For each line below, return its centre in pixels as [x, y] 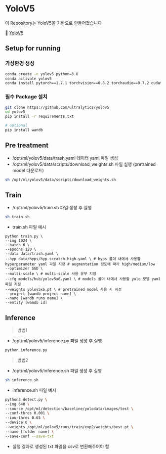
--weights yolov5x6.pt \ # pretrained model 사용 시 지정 [63, 290]
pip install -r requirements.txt [40, 117]
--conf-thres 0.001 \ [27, 413]
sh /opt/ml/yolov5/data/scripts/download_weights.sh [61, 180]
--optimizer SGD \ [24, 269]
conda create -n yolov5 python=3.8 [42, 74]
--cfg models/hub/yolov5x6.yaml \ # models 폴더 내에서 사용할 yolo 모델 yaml [83, 279]
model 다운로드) [28, 170]
